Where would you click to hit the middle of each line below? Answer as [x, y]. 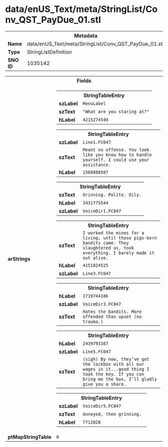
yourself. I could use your [116, 159]
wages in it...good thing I [116, 369]
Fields [84, 80]
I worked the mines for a [113, 233]
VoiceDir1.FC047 [102, 211]
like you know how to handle [117, 154]
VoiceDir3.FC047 [102, 304]
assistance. [96, 164]
